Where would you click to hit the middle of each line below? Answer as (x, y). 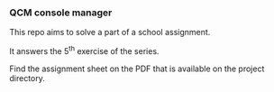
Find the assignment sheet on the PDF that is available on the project (137, 69)
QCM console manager (61, 13)
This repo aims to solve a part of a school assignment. (110, 32)
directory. (27, 78)
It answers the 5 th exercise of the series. (84, 50)
